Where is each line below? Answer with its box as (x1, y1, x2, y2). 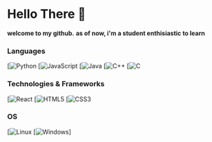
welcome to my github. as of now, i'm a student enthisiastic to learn (7, 29, 205, 37)
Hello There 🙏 (7, 6, 86, 22)
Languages (7, 46, 46, 56)
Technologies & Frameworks (7, 79, 105, 89)
